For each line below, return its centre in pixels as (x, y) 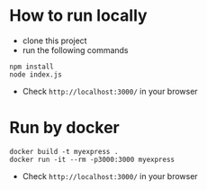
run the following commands (75, 50)
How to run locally (78, 16)
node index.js (36, 74)
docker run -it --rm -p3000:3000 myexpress (92, 159)
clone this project (54, 41)
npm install (31, 67)
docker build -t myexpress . (64, 151)
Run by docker (64, 128)
